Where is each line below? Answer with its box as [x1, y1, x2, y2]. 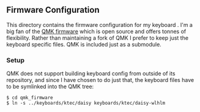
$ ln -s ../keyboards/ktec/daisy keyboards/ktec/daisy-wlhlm [6, 100, 166, 106]
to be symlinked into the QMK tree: [6, 83, 94, 91]
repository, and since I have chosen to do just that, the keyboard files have [6, 77, 194, 84]
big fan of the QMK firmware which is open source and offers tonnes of [6, 28, 187, 35]
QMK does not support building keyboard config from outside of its [6, 70, 176, 77]
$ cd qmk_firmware [6, 95, 53, 101]
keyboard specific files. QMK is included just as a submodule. [6, 40, 162, 48]
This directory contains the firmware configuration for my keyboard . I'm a [6, 21, 193, 28]
